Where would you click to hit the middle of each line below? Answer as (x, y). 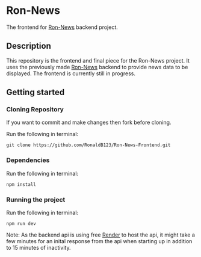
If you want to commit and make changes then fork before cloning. (89, 122)
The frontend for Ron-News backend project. (62, 27)
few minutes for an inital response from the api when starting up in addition (99, 241)
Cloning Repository (35, 110)
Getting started (36, 92)
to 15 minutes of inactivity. (39, 248)
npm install (21, 184)
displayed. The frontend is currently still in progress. (71, 73)
